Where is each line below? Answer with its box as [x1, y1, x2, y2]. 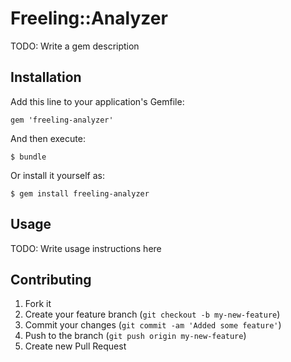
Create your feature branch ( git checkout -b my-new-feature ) [24, 308, 281, 321]
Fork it [24, 298, 52, 310]
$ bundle [10, 152, 47, 162]
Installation [10, 69, 82, 86]
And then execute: [10, 132, 86, 144]
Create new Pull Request [24, 340, 127, 352]
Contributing [10, 271, 92, 288]
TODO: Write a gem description [10, 40, 140, 52]
